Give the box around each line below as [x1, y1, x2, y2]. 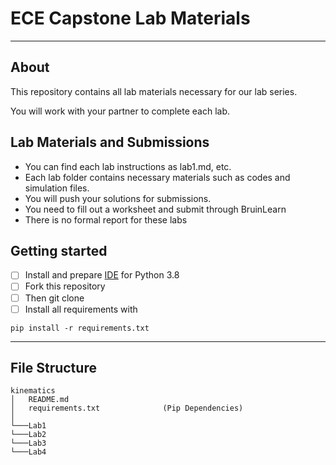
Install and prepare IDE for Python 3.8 [24, 269, 180, 281]
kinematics [10, 386, 56, 396]
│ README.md [10, 395, 70, 405]
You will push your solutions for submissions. [24, 192, 212, 204]
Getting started [10, 242, 108, 259]
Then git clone [24, 292, 85, 304]
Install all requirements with [24, 303, 138, 315]
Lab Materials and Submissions [10, 134, 210, 151]
